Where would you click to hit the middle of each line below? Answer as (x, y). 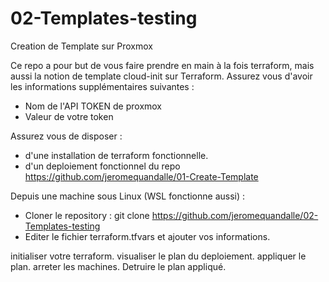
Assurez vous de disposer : (66, 136)
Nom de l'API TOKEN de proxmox (93, 106)
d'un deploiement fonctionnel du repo (102, 166)
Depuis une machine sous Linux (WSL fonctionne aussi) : (128, 196)
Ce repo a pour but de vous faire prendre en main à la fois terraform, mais (162, 65)
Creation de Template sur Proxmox (81, 46)
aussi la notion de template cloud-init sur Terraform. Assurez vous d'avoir (161, 76)
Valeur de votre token (69, 116)
